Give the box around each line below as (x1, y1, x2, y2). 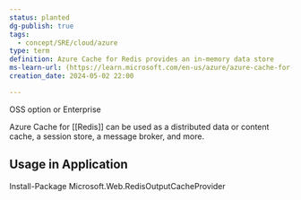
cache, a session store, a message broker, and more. (9, 131, 204, 142)
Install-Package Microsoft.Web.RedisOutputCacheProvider (9, 180, 226, 191)
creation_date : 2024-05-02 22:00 (9, 72, 134, 81)
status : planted (9, 13, 70, 22)
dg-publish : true (9, 22, 74, 30)
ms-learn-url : (9, 64, 63, 73)
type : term (9, 47, 50, 56)
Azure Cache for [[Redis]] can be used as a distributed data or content (9, 121, 270, 132)
